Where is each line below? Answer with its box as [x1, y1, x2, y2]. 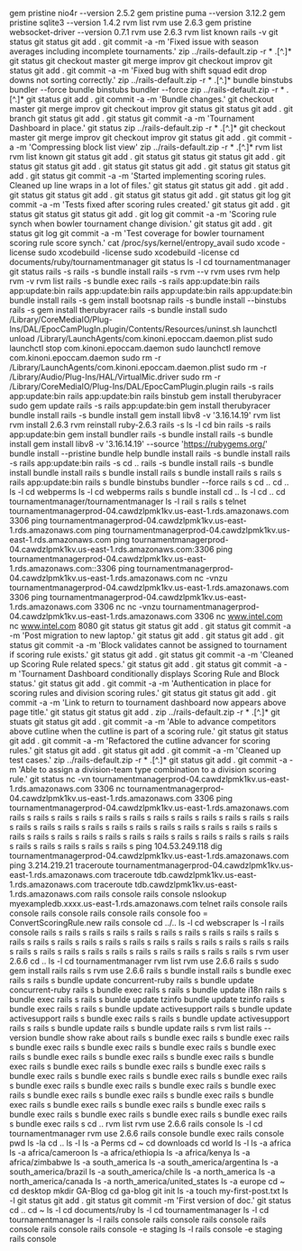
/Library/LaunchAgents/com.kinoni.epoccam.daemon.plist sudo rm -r [9, 362, 268, 372]
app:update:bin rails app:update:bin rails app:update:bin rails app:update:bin [9, 286, 293, 296]
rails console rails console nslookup [94, 889, 227, 899]
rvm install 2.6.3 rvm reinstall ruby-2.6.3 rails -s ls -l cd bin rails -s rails [9, 419, 271, 430]
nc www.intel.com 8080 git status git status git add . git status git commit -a [9, 621, 291, 631]
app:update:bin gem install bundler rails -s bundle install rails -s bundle [9, 429, 273, 440]
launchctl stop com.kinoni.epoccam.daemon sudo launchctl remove [9, 342, 261, 353]
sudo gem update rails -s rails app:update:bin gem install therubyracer [9, 400, 271, 411]
